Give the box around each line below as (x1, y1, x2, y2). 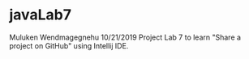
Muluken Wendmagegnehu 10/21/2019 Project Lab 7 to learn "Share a (9, 32, 242, 42)
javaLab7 (9, 6, 72, 24)
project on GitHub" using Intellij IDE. (9, 40, 129, 50)
